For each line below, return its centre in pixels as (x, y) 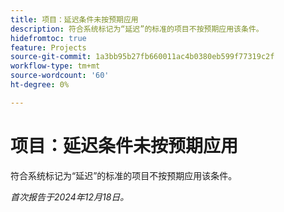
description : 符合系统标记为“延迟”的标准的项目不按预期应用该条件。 (137, 29)
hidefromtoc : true (48, 38)
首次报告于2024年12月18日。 (70, 197)
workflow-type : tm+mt (55, 66)
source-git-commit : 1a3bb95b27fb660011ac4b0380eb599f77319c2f (142, 57)
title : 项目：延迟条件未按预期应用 (74, 19)
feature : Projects (48, 47)
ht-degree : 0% (40, 85)
